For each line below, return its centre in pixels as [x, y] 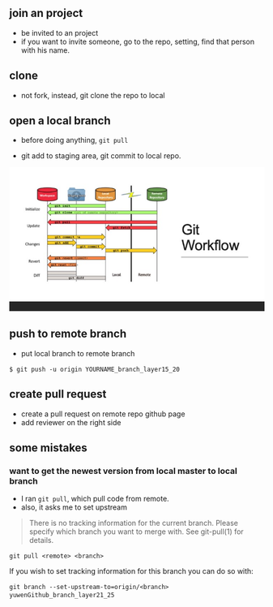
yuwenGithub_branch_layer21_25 [62, 596]
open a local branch [60, 121]
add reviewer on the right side [71, 422]
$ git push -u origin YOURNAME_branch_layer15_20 [95, 369]
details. [41, 540]
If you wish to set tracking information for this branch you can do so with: [131, 571]
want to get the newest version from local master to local [123, 471]
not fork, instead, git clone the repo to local [93, 95]
